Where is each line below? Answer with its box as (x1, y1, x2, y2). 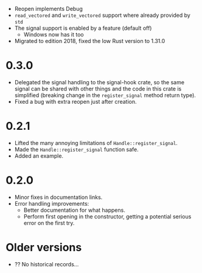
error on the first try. (23, 219, 75, 226)
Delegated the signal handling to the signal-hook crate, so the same (14, 78, 185, 86)
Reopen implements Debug (14, 5, 83, 12)
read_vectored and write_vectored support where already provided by (14, 12, 191, 19)
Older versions (5, 241, 82, 254)
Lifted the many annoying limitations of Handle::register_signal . (14, 139, 178, 146)
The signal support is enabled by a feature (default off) (14, 24, 152, 32)
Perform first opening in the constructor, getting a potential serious (23, 212, 192, 220)
